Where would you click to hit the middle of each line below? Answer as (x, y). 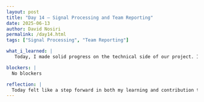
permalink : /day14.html (36, 35)
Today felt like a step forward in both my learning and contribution (103, 90)
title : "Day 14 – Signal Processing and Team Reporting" (80, 18)
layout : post (23, 12)
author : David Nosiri (34, 29)
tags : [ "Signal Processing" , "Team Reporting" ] (68, 40)
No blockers (27, 73)
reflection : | (24, 84)
